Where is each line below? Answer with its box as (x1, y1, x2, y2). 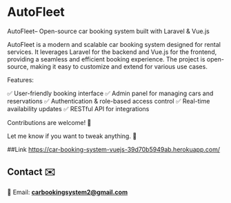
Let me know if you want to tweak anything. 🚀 (7, 132, 137, 140)
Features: (7, 75, 34, 84)
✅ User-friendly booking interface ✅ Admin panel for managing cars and (7, 89, 214, 97)
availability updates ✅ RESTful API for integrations (7, 104, 150, 113)
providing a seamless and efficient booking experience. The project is (7, 55, 205, 63)
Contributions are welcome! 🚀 (7, 118, 92, 126)
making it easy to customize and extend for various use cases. (30, 62, 208, 70)
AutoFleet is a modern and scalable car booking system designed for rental (7, 40, 221, 48)
